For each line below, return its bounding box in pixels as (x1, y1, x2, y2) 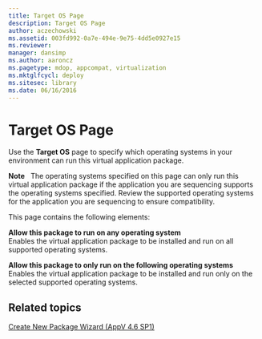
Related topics (8, 301, 82, 314)
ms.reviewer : (8, 42, 52, 50)
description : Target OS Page (8, 19, 106, 27)
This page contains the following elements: (8, 212, 151, 222)
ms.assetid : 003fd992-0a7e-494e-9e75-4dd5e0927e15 (8, 34, 181, 42)
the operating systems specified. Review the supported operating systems (8, 188, 254, 198)
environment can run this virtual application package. (8, 155, 184, 165)
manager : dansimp (8, 49, 67, 57)
